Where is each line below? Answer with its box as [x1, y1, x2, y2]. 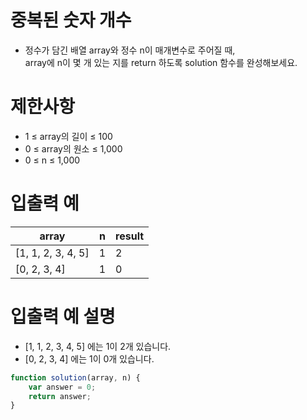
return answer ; [28, 391, 92, 401]
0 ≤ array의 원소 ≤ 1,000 [24, 142, 123, 155]
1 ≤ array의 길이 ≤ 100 [24, 130, 113, 142]
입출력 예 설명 [10, 306, 116, 328]
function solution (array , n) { [10, 372, 141, 383]
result [115, 229, 145, 243]
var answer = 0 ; [28, 382, 97, 392]
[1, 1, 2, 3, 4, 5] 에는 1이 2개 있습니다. [24, 340, 172, 352]
